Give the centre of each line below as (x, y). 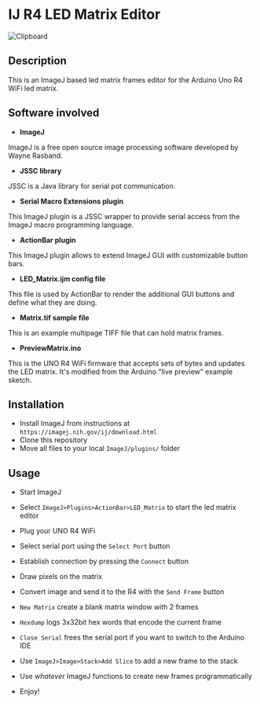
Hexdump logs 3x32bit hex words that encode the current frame (120, 622)
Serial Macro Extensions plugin (71, 201)
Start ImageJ (40, 492)
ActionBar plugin (48, 240)
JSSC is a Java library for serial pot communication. (92, 185)
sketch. (20, 379)
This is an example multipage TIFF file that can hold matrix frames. (116, 332)
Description (37, 61)
